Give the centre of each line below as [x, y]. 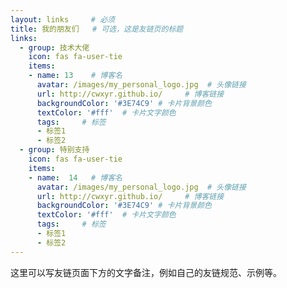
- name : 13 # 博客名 [75, 76]
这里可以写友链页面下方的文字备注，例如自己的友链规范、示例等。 [146, 272]
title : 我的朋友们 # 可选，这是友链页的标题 [97, 29]
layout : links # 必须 [62, 19]
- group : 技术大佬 [54, 47]
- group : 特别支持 [54, 150]
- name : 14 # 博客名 [75, 177]
